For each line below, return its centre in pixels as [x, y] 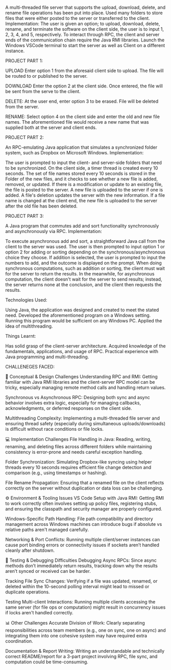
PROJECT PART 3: [25, 216]
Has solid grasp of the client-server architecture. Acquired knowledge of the [86, 346]
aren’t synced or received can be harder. [48, 571]
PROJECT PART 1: [24, 61]
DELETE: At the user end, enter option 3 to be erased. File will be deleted [82, 101]
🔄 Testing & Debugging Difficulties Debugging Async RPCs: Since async [81, 560]
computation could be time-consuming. [47, 662]
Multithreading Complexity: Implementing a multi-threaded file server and [82, 418]
